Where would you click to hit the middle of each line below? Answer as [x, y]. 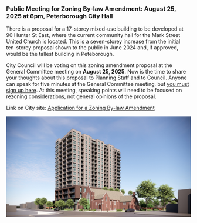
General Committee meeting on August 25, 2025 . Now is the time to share [96, 72]
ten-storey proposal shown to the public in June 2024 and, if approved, [92, 48]
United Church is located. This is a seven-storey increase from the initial [93, 41]
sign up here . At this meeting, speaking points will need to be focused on [94, 91]
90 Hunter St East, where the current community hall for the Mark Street [93, 35]
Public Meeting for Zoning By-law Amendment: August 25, [91, 9]
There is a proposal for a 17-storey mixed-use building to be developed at [95, 29]
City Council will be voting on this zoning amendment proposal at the [89, 65]
